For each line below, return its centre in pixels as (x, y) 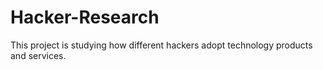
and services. (38, 55)
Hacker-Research (85, 17)
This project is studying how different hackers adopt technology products (161, 45)
